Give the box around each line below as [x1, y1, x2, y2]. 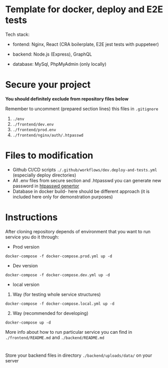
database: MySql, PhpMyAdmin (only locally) [12, 61, 107, 67]
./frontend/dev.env [12, 121, 54, 127]
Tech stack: [5, 31, 29, 37]
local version [12, 281, 40, 287]
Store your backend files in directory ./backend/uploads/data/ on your [5, 352, 152, 358]
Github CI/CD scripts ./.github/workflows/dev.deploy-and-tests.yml [12, 166, 157, 173]
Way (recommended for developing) [12, 310, 89, 316]
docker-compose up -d [5, 320, 51, 325]
